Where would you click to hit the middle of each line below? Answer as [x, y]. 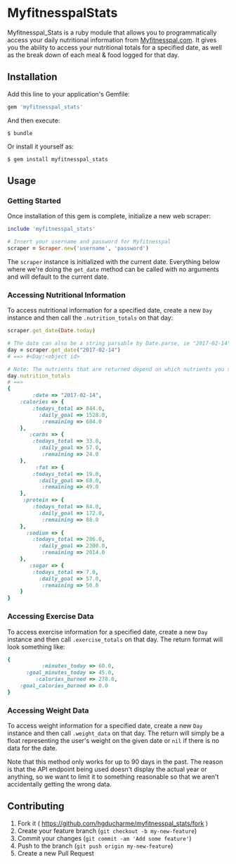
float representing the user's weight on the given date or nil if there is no [113, 741]
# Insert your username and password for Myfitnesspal [89, 242]
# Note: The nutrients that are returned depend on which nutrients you [116, 369]
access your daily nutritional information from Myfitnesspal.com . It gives [112, 39]
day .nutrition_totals [39, 376]
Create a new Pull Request [56, 853]
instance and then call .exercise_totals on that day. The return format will [115, 639]
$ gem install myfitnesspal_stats [58, 159]
